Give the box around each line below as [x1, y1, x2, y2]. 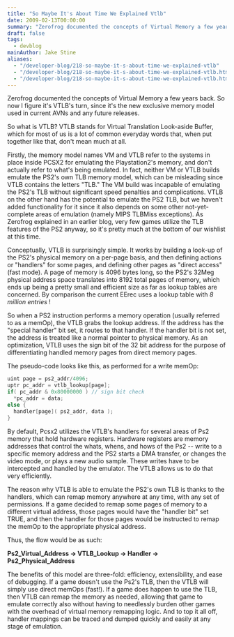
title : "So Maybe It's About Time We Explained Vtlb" [7, 10, 167, 17]
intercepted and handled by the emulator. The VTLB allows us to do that [7, 464, 214, 472]
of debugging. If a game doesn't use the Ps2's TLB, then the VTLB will [7, 577, 209, 586]
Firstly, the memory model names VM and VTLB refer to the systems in [7, 151, 210, 159]
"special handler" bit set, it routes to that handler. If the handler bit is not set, [7, 326, 226, 335]
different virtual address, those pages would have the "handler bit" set [7, 507, 209, 516]
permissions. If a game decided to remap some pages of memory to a [7, 500, 208, 508]
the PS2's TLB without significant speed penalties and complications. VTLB [7, 188, 224, 196]
